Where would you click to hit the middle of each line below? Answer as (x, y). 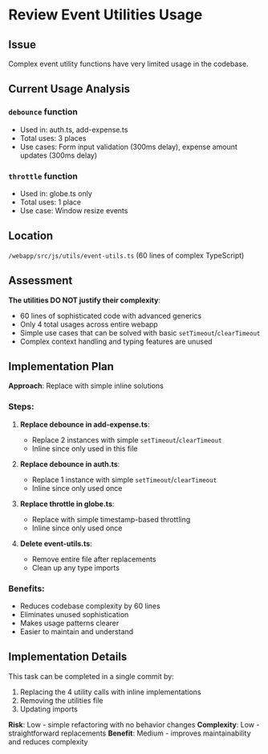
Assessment (41, 280)
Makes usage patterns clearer (69, 623)
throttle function (43, 176)
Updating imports (49, 709)
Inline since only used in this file (85, 448)
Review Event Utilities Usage (106, 15)
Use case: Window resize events (74, 210)
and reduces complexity (48, 741)
